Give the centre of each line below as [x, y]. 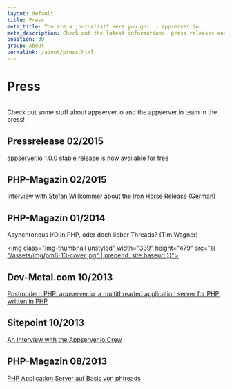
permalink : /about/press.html [51, 53]
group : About [26, 46]
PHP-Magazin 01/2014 [56, 218]
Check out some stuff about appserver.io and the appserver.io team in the [112, 112]
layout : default [30, 13]
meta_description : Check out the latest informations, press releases [111, 33]
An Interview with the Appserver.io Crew [65, 339]
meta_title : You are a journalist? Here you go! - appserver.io [103, 26]
